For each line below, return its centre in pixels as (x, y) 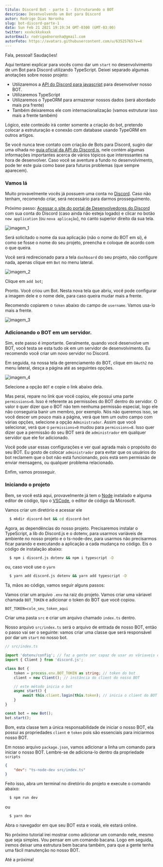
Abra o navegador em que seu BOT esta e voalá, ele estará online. (71, 825)
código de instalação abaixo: (34, 549)
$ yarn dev (20, 816)
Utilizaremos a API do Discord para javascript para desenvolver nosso (82, 84)
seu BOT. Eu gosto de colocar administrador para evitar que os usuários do (81, 452)
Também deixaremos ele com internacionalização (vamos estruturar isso (85, 110)
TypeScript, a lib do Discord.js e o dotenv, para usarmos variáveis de (74, 533)
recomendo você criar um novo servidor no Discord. (57, 353)
